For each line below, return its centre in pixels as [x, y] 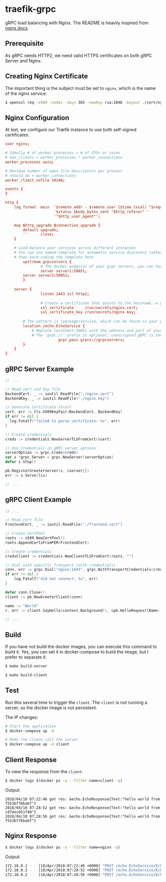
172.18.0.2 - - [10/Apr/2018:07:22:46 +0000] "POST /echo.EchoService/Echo [85, 866]
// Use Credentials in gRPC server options [51, 448]
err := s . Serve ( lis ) [26, 475]
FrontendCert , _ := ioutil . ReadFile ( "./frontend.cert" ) [64, 524]
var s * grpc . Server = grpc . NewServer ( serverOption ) [59, 457]
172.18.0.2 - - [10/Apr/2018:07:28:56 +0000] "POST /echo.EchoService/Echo [85, 875]
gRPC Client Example [38, 500]
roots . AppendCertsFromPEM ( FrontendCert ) [47, 542]
